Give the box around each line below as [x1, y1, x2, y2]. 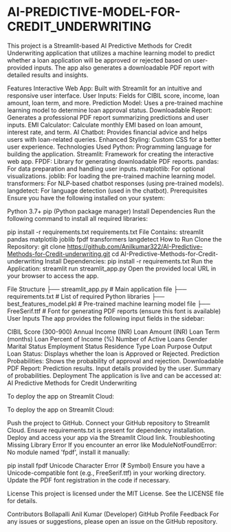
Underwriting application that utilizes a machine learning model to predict [7, 49, 215, 57]
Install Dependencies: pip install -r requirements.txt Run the [44, 257, 213, 265]
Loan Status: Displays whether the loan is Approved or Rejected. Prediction [7, 349, 220, 358]
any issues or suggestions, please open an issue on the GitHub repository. [7, 517, 218, 525]
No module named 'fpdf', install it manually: [7, 448, 131, 456]
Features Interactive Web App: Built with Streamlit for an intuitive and [7, 84, 202, 92]
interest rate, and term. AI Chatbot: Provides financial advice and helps [7, 128, 208, 136]
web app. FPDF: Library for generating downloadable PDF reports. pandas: [7, 157, 219, 165]
